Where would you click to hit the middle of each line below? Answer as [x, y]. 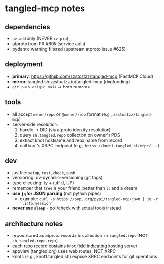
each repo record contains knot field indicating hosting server [75, 246]
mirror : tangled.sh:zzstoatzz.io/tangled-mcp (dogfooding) [71, 81]
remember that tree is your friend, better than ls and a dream [75, 188]
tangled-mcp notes [45, 9]
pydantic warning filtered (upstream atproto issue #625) [69, 49]
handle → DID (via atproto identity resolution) [65, 130]
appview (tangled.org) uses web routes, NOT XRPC [64, 251]
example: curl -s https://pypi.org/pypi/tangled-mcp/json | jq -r [89, 199]
